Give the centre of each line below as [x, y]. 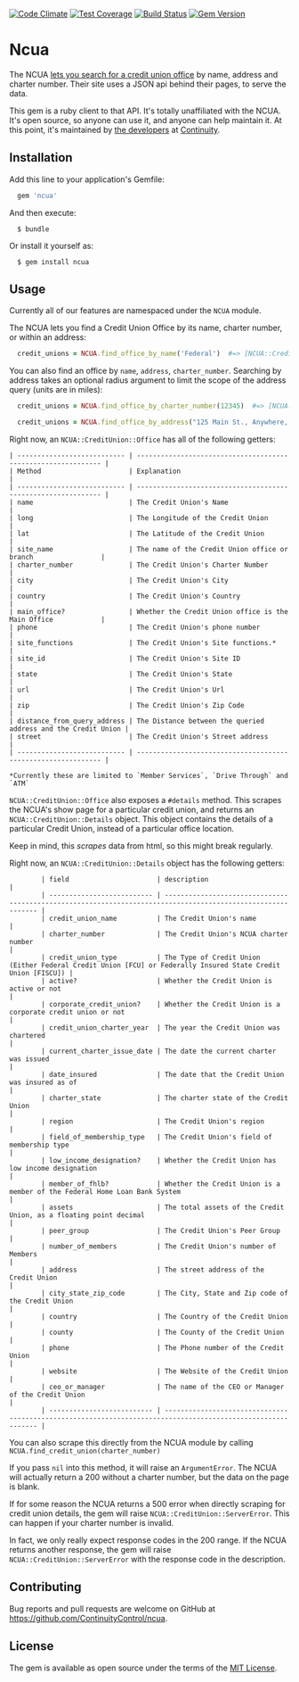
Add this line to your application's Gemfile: [87, 179]
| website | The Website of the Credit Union [165, 1371]
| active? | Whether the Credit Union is [157, 982]
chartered [28, 1036]
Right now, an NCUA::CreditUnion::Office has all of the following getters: [142, 439]
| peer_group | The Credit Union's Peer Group [161, 1231]
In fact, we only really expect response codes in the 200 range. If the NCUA [148, 1540]
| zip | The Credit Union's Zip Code [127, 706]
